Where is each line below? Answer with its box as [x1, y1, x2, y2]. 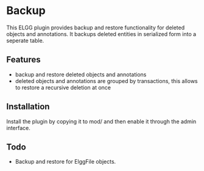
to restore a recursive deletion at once [15, 84, 111, 91]
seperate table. [6, 37, 44, 44]
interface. [6, 124, 30, 131]
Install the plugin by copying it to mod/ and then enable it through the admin [6, 117, 197, 125]
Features [6, 54, 41, 65]
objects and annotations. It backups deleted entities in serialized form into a [6, 30, 197, 37]
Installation [6, 101, 50, 112]
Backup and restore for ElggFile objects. [15, 158, 116, 166]
